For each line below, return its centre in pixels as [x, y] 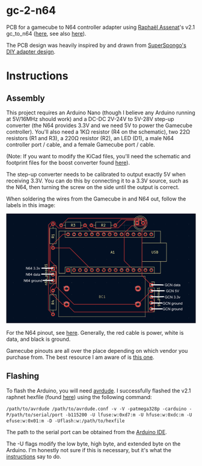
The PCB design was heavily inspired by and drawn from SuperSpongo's [96, 45]
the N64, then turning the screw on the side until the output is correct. [93, 187]
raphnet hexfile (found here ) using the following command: [79, 397]
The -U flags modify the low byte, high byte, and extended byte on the [93, 444]
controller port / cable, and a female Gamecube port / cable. [81, 144]
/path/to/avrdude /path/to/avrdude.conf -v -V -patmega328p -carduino [96, 409]
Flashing [23, 376]
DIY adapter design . [31, 51]
